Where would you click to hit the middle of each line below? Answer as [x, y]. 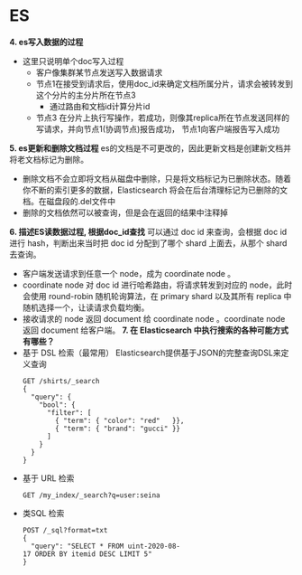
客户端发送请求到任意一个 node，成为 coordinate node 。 [129, 273]
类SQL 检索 [43, 513]
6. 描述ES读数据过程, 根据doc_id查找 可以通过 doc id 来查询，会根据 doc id [148, 231]
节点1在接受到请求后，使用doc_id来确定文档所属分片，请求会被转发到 [165, 83]
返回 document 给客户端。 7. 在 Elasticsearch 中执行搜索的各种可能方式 [155, 330]
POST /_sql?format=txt [65, 530]
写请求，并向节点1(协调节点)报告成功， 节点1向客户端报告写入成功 [158, 128]
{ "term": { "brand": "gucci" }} [118, 429]
